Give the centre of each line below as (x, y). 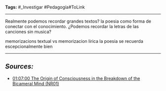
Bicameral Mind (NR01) (36, 84)
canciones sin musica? (28, 32)
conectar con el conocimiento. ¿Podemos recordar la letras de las (72, 26)
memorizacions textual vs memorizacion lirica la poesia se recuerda (74, 41)
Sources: (19, 67)
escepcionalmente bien (29, 46)
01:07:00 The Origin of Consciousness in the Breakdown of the (76, 78)
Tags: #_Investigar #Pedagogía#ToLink (45, 7)
